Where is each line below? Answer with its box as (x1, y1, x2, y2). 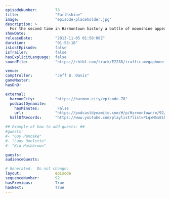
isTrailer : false (5, 50, 67, 55)
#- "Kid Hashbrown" (5, 143, 47, 148)
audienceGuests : (5, 157, 39, 162)
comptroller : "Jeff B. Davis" (5, 73, 90, 78)
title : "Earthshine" (5, 12, 82, 17)
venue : (5, 68, 19, 73)
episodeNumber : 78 (5, 7, 60, 13)
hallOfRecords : (10, 115, 42, 121)
